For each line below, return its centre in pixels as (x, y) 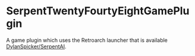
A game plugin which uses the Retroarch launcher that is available (87, 40)
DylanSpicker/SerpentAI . (36, 46)
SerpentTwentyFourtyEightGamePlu (98, 11)
